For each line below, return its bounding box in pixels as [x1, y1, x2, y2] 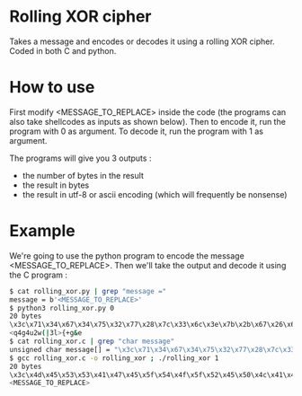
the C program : [9, 269, 68, 280]
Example [9, 221, 75, 242]
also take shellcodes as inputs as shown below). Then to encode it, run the [9, 116, 286, 127]
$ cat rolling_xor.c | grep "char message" [9, 337, 175, 347]
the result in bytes [22, 180, 90, 190]
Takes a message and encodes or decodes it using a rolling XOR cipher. [9, 36, 276, 47]
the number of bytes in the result [22, 170, 144, 180]
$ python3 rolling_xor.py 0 [9, 304, 115, 312]
